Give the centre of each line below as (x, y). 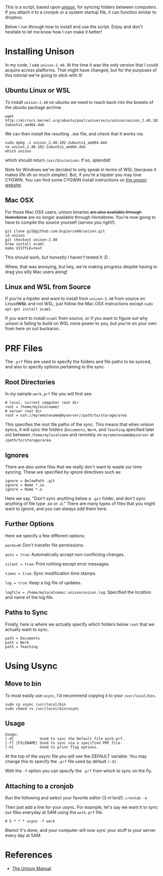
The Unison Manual (32, 869)
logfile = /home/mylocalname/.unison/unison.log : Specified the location (78, 592)
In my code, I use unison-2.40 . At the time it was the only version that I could (81, 65)
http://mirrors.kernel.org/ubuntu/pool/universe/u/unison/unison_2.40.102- (83, 120)
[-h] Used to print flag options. (52, 747)
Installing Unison (40, 52)
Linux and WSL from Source (48, 287)
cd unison (15, 235)
